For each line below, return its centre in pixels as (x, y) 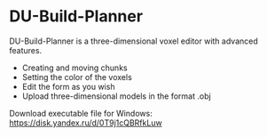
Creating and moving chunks (75, 68)
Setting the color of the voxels (77, 77)
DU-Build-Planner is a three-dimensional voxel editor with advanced (134, 41)
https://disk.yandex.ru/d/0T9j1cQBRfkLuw (86, 123)
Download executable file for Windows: (81, 113)
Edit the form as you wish (68, 86)
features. (26, 50)
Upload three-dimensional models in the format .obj (116, 96)
